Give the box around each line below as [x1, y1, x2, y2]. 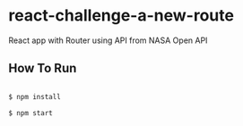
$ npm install [8, 92, 62, 101]
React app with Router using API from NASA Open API [8, 35, 208, 46]
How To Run [8, 61, 77, 76]
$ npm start [8, 108, 53, 117]
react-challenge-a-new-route [8, 5, 235, 26]
